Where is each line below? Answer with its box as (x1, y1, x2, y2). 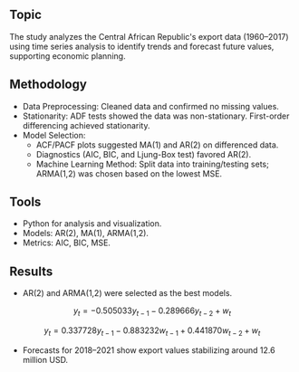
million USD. (22, 354, 69, 365)
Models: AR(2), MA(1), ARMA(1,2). (22, 228, 149, 239)
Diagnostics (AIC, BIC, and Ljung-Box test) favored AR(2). (35, 148, 252, 159)
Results (9, 263, 53, 279)
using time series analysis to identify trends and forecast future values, (9, 41, 275, 52)
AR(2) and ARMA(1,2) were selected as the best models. (22, 288, 233, 299)
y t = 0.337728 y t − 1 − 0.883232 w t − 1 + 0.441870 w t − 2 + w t (43, 325, 261, 338)
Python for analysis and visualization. (22, 218, 162, 229)
